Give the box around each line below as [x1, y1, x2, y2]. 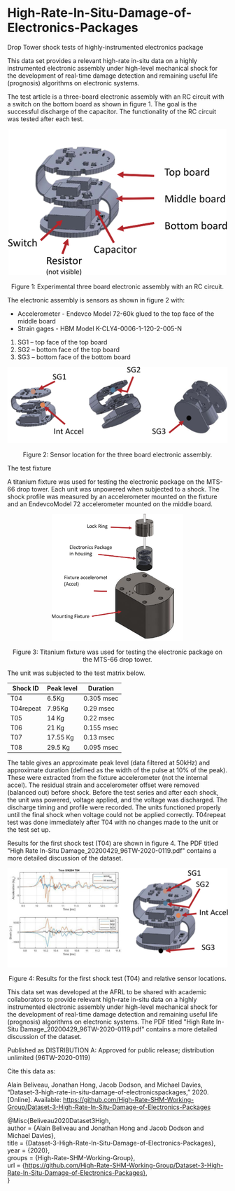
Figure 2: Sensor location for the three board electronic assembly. [22, 450, 213, 459]
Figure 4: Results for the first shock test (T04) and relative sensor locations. [8, 975, 227, 983]
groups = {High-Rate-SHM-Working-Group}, [7, 1154, 135, 1162]
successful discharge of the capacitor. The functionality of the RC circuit [7, 107, 217, 116]
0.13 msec [83, 733, 115, 741]
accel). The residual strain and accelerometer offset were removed [7, 781, 199, 789]
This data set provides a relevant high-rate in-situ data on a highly [7, 56, 198, 64]
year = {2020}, [7, 1146, 50, 1155]
